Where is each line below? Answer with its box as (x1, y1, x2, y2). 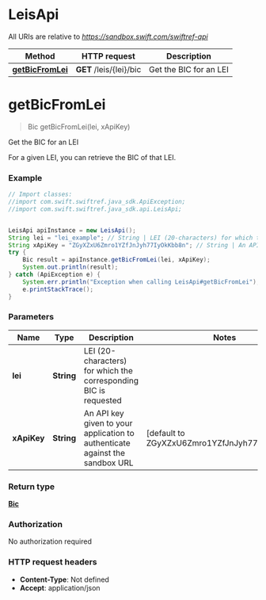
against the (83, 447, 125, 458)
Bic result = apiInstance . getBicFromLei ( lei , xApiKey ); (22, 256, 211, 264)
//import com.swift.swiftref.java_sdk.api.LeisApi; (8, 204, 182, 213)
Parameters (8, 311, 54, 323)
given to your (83, 418, 133, 429)
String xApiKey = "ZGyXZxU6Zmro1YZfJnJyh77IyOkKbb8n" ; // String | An (8, 241, 246, 249)
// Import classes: (8, 190, 73, 199)
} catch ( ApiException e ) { (8, 271, 101, 279)
